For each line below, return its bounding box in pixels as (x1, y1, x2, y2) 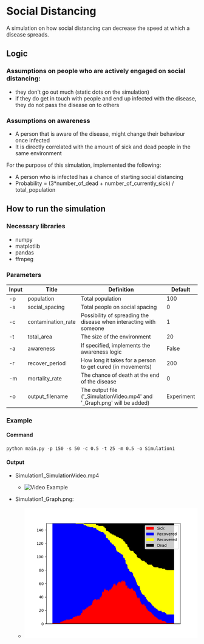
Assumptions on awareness (6, 116, 90, 125)
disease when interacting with (81, 318, 156, 326)
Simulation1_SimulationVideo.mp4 (15, 472, 100, 479)
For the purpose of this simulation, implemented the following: (6, 161, 161, 169)
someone (81, 324, 104, 332)
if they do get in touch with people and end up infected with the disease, (15, 94, 197, 102)
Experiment (166, 393, 195, 400)
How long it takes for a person (81, 356, 156, 363)
